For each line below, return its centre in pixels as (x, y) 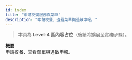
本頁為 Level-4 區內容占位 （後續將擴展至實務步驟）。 (74, 35)
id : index (16, 10)
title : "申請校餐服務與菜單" (33, 15)
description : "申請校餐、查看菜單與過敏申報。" (51, 19)
